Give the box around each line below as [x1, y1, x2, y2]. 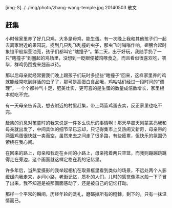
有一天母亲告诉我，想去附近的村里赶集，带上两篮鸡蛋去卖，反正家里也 [5, 102, 154, 108]
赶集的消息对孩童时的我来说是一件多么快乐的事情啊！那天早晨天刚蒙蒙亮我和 [5, 120, 167, 126]
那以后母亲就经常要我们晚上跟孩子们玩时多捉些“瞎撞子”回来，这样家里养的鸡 [5, 72, 166, 78]
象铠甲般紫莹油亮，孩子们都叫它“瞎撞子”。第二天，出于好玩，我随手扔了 [5, 48, 158, 54]
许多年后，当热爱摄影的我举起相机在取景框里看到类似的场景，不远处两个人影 [5, 167, 167, 173]
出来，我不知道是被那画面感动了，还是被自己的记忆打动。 [9, 180, 131, 186]
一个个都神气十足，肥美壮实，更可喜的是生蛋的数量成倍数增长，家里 [16, 85, 160, 91]
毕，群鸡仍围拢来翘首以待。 [5, 61, 64, 67]
